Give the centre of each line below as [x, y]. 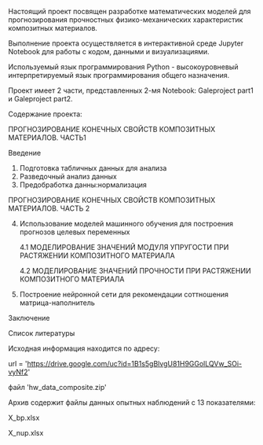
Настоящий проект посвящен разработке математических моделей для [130, 11]
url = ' [18, 364]
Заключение [29, 318]
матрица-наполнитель [57, 303]
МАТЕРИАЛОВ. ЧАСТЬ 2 [49, 208]
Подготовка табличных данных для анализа [93, 168]
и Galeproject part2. [40, 99]
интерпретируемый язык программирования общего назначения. [119, 75]
